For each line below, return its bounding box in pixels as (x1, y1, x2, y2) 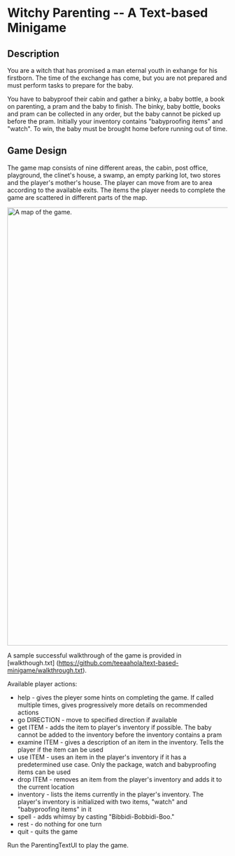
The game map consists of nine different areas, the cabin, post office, (7, 163, 208, 172)
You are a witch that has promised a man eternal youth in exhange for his (7, 67, 218, 74)
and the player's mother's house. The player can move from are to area (7, 178, 213, 186)
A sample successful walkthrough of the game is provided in (7, 651, 182, 660)
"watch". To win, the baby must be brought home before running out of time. (7, 125, 228, 133)
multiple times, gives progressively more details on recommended (17, 700, 208, 709)
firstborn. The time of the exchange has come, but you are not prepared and (7, 74, 227, 82)
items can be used (17, 768, 71, 776)
